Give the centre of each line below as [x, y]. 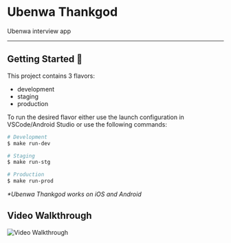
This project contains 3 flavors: [51, 76]
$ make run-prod [30, 181]
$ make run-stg [29, 162]
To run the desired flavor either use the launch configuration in [96, 117]
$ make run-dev [29, 143]
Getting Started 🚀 [45, 59]
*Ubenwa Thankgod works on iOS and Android [75, 194]
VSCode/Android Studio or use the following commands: [87, 124]
